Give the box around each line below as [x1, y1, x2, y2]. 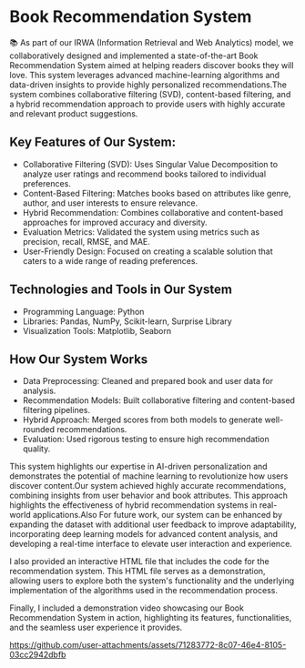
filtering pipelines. [22, 405, 91, 416]
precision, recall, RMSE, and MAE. [22, 236, 150, 247]
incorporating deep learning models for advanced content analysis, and [9, 529, 279, 540]
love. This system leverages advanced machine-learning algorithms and [9, 69, 280, 80]
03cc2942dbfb [9, 649, 66, 661]
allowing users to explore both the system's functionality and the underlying [9, 575, 294, 586]
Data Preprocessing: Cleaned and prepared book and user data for [22, 376, 273, 387]
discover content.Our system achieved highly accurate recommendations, [9, 481, 287, 491]
